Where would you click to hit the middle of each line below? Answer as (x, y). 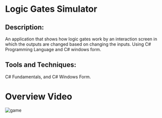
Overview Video (39, 96)
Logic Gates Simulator (51, 9)
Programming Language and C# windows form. (53, 49)
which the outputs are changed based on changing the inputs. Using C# (78, 44)
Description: (25, 27)
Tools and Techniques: (41, 65)
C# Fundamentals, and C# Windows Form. (48, 77)
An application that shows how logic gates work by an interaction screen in (81, 39)
